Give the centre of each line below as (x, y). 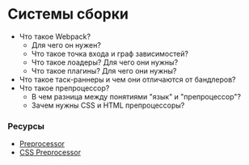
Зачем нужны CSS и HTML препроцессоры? (108, 105)
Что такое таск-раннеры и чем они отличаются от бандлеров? (127, 79)
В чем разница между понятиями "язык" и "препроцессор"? (136, 96)
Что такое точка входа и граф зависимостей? (110, 53)
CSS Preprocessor (50, 152)
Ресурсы (26, 126)
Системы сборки (68, 14)
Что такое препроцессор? (64, 88)
